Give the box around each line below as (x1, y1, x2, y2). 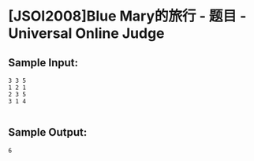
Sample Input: (8, 56, 79, 69)
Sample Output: (8, 125, 88, 139)
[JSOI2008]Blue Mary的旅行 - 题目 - (8, 7, 247, 25)
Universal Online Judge (8, 24, 165, 43)
